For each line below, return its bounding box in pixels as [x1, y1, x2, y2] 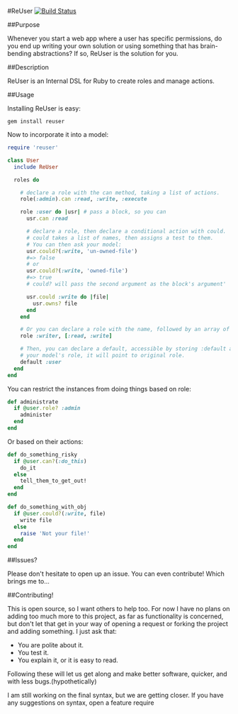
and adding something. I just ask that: [7, 627, 117, 636]
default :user [20, 358, 62, 365]
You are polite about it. [17, 641, 84, 649]
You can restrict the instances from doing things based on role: [7, 384, 191, 393]
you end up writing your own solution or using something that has [7, 42, 199, 50]
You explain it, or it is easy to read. [17, 656, 118, 664]
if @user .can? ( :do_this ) [13, 457, 87, 464]
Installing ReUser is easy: [7, 104, 81, 113]
